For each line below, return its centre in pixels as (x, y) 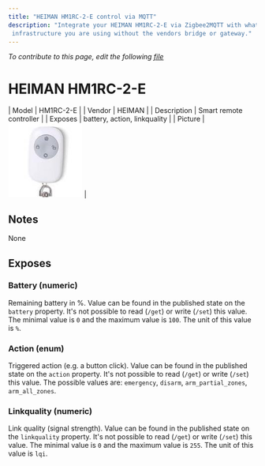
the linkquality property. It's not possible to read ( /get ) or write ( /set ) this (130, 437)
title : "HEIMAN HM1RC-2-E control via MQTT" (82, 17)
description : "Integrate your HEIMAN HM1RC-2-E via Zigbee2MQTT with (125, 25)
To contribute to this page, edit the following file (86, 57)
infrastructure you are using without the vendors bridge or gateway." (132, 33)
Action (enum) (36, 348)
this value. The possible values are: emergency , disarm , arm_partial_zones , (128, 382)
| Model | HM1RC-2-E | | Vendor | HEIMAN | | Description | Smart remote (125, 111)
